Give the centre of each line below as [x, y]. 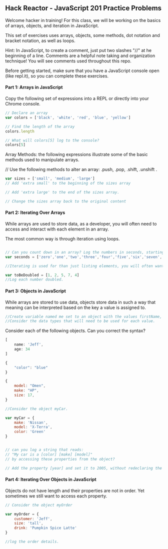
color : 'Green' [30, 432]
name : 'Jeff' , [29, 344]
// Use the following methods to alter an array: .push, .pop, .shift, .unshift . [81, 169]
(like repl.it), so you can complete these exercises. [57, 76]
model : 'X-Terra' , [33, 427]
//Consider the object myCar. [37, 409]
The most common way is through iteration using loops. [62, 238]
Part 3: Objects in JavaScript [35, 291]
